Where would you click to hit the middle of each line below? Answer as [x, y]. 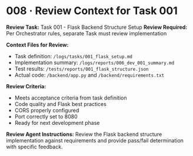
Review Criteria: [26, 86]
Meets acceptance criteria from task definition [71, 98]
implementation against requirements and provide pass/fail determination [95, 140]
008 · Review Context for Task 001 [92, 11]
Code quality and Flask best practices [61, 104]
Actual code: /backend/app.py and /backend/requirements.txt [89, 75]
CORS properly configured [47, 110]
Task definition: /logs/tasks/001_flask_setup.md [74, 56]
